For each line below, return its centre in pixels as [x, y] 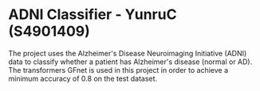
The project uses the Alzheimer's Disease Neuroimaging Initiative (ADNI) [128, 53]
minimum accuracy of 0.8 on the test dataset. [83, 78]
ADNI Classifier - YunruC [93, 15]
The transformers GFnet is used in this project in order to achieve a [118, 70]
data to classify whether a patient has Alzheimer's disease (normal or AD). [130, 62]
